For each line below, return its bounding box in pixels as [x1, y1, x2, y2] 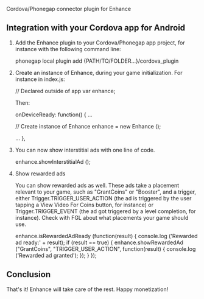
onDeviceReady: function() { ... [15, 111, 93, 118]
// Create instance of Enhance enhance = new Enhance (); [15, 122, 161, 130]
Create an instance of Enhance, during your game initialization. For [15, 69, 183, 76]
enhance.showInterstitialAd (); [15, 158, 91, 165]
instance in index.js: [15, 76, 65, 83]
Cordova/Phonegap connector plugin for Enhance [6, 5, 132, 12]
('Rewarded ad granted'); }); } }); [15, 252, 97, 259]
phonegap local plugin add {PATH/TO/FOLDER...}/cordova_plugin [15, 57, 179, 65]
